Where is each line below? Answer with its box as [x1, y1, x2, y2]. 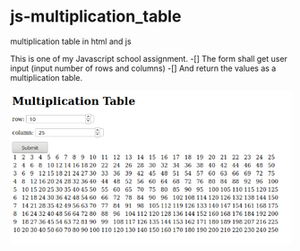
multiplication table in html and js [10, 36, 133, 47]
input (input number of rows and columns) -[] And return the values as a [10, 63, 277, 74]
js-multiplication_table [10, 6, 182, 27]
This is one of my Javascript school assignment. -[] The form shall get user [10, 53, 287, 64]
